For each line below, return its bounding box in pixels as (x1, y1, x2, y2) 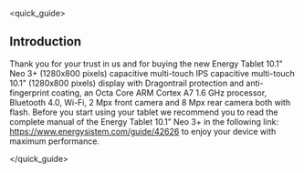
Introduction (9, 34, 82, 49)
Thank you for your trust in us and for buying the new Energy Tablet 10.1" (9, 58, 283, 69)
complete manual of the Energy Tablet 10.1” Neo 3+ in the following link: (9, 116, 279, 127)
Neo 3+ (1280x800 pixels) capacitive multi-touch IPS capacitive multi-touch (9, 67, 295, 78)
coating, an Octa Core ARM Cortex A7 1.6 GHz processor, (51, 86, 267, 98)
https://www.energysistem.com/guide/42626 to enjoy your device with (9, 126, 277, 137)
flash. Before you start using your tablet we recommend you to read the (9, 107, 278, 117)
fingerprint (9, 86, 50, 98)
